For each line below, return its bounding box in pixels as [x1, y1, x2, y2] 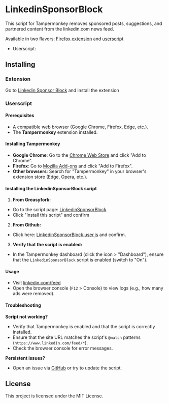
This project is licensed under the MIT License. [5, 393, 104, 399]
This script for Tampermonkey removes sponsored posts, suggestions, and [5, 20, 162, 26]
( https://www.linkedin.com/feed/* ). [12, 339, 88, 345]
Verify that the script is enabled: [12, 242, 83, 248]
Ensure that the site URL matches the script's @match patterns [12, 334, 141, 340]
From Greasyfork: [12, 197, 51, 203]
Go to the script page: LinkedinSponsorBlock [12, 207, 107, 213]
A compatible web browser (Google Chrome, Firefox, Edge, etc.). [12, 124, 149, 130]
